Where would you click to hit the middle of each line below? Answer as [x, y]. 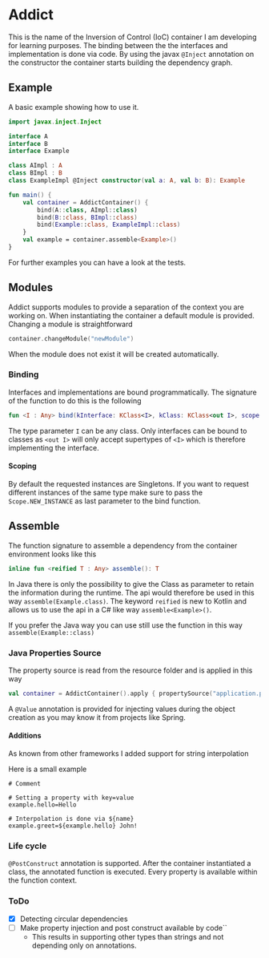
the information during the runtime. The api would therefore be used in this [131, 592]
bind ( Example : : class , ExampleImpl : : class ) [109, 225]
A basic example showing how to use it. [74, 107]
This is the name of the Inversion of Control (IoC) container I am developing [132, 37]
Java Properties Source [55, 653]
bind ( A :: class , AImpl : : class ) [87, 210]
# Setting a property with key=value [71, 798]
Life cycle [28, 846]
